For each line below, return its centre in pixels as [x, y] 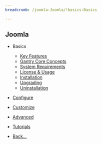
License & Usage [37, 72]
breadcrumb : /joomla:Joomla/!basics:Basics [51, 10]
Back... [19, 136]
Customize [23, 107]
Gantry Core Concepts [43, 61]
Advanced [23, 117]
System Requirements [42, 67]
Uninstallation [34, 88]
